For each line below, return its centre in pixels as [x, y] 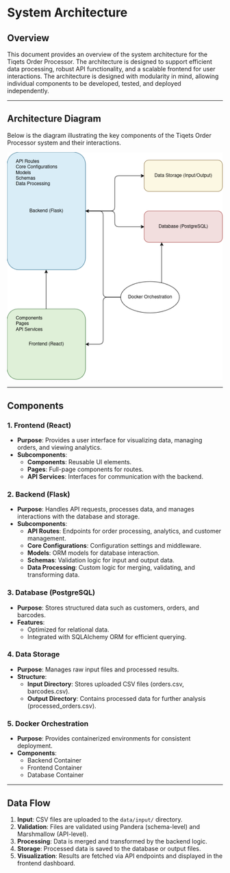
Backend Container [54, 761]
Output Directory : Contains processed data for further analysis [116, 698]
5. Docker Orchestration [48, 723]
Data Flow [29, 803]
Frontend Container [55, 768]
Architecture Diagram [54, 119]
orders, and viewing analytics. [59, 447]
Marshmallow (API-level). [53, 834]
